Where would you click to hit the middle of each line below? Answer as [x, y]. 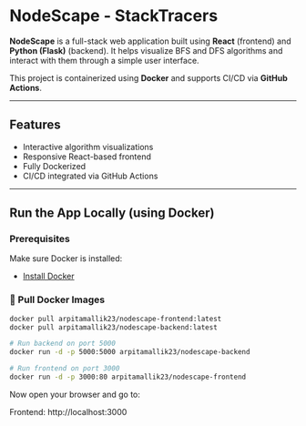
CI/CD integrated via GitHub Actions [90, 176]
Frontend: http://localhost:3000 [68, 411]
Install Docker [48, 276]
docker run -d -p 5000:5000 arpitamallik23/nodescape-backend [130, 352]
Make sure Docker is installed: [66, 259]
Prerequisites [40, 239]
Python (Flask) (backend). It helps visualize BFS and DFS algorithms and [146, 50]
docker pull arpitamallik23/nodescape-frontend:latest [116, 319]
